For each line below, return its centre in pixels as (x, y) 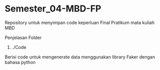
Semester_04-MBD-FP (53, 9)
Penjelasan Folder (23, 37)
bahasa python (20, 62)
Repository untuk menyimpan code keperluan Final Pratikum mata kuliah (80, 22)
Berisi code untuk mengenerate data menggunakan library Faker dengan (80, 57)
